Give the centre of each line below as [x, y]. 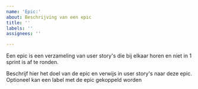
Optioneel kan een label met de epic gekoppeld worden [74, 80]
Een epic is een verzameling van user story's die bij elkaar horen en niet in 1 [99, 56]
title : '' [18, 23]
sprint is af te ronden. [32, 62]
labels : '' [20, 28]
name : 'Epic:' [24, 12]
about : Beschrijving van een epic [49, 17]
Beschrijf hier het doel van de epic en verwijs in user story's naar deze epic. [99, 74]
